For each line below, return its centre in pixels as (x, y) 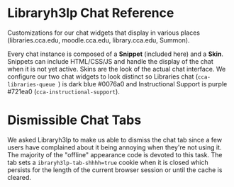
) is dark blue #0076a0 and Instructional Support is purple (143, 84)
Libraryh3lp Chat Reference (91, 13)
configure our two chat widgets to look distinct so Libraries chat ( (103, 76)
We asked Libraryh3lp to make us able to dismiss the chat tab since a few (115, 140)
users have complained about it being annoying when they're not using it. (115, 147)
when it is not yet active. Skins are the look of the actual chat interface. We (117, 69)
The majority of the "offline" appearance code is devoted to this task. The (115, 154)
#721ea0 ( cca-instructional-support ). (64, 91)
